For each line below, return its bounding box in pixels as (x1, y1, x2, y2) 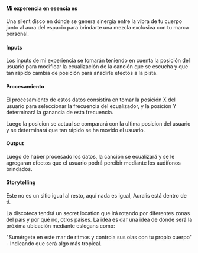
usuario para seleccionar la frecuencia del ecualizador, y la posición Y (6, 102, 177, 109)
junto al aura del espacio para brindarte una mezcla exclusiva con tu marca (6, 24, 189, 31)
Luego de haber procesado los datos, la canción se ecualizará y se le (6, 153, 175, 160)
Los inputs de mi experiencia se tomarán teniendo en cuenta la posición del (6, 57, 190, 64)
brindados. (6, 165, 33, 172)
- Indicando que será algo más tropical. (6, 240, 102, 247)
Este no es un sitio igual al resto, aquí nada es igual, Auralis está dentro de (6, 192, 187, 199)
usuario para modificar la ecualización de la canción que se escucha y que (6, 63, 189, 70)
